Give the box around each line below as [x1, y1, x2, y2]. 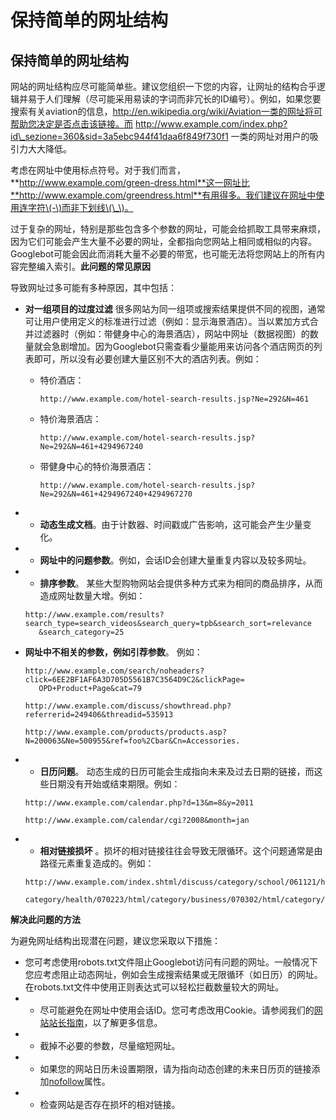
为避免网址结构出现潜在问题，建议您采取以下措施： [10, 935, 221, 946]
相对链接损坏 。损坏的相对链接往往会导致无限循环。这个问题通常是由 [39, 845, 323, 856]
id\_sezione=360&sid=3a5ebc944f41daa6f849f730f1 [10, 131, 229, 142]
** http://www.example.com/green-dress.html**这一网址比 [10, 177, 250, 188]
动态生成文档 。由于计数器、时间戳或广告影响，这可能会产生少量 [39, 519, 303, 530]
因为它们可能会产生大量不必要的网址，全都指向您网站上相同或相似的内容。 [10, 236, 317, 247]
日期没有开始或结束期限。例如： [48, 778, 181, 790]
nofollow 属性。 [48, 1076, 111, 1087]
